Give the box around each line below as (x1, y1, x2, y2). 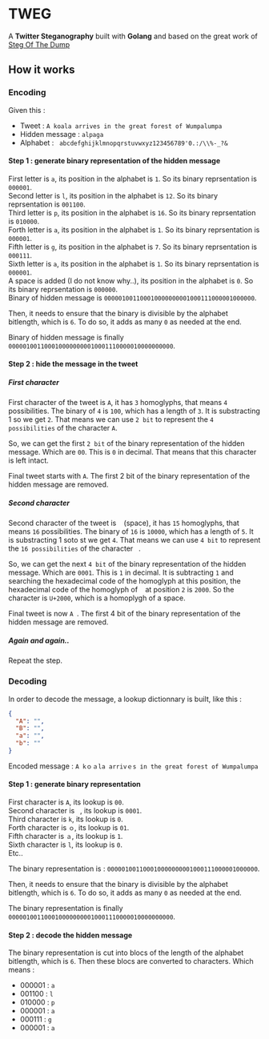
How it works (8, 63, 75, 77)
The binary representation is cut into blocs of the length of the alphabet (8, 948, 244, 957)
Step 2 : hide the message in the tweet (8, 359, 139, 369)
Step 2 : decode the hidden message (8, 930, 133, 940)
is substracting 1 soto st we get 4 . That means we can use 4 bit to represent (8, 536, 261, 545)
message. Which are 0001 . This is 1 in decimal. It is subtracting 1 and (8, 568, 234, 577)
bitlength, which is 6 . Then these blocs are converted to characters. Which (8, 957, 254, 966)
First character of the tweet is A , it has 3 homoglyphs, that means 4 (8, 398, 228, 407)
